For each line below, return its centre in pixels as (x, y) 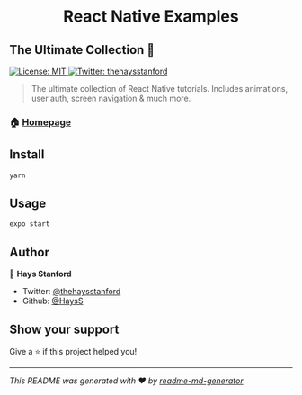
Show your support (64, 329)
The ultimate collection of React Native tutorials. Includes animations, (160, 89)
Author (29, 252)
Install (27, 155)
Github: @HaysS (53, 301)
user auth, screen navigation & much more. (111, 98)
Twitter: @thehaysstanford (71, 292)
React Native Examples (151, 17)
